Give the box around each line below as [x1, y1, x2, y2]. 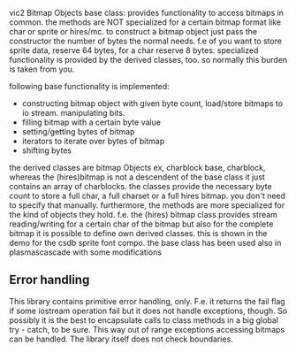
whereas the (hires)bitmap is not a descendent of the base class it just [9, 172, 265, 182]
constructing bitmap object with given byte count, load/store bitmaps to [21, 98, 284, 109]
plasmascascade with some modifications [9, 247, 162, 257]
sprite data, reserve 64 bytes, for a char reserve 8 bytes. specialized [9, 45, 259, 56]
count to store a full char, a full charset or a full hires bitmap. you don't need [9, 190, 285, 201]
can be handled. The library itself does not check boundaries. [9, 334, 234, 344]
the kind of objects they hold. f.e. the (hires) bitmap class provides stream [9, 210, 278, 219]
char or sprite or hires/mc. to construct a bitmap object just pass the [9, 27, 258, 36]
